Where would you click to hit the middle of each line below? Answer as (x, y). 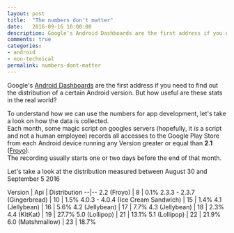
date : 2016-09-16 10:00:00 (49, 26)
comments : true (29, 40)
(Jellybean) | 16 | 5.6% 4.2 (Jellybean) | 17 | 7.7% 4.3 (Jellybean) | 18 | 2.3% (116, 207)
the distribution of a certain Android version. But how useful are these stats (115, 93)
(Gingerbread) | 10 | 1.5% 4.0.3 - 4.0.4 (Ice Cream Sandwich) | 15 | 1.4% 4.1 (115, 200)
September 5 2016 (34, 179)
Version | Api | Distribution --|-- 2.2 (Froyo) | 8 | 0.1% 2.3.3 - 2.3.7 (101, 192)
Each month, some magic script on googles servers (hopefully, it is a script (115, 128)
